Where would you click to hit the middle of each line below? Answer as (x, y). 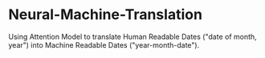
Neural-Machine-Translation (106, 15)
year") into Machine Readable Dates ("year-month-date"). (104, 44)
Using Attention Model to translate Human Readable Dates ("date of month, (132, 37)
